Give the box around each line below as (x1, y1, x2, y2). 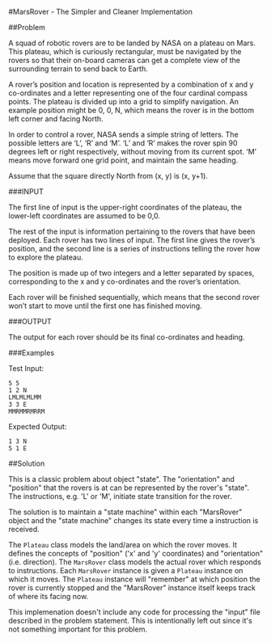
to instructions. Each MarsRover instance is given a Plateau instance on (8, 566, 243, 575)
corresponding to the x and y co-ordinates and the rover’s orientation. (8, 277, 241, 286)
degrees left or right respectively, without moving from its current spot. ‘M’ (8, 147, 257, 156)
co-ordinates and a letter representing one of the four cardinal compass (8, 88, 248, 98)
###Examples (8, 348, 55, 357)
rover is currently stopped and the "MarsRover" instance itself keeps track (8, 583, 256, 593)
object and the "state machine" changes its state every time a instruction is (8, 516, 259, 525)
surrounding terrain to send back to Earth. (8, 64, 148, 74)
